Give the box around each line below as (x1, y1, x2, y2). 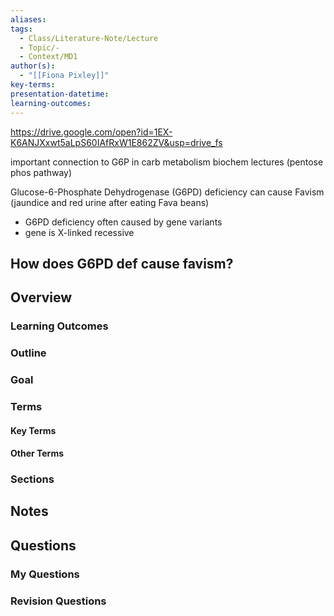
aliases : (10, 14, 47, 25)
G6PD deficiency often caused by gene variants (24, 216, 223, 228)
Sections (10, 472, 55, 486)
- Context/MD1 (19, 52, 78, 62)
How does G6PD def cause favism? (10, 255, 234, 272)
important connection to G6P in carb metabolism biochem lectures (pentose (10, 156, 324, 168)
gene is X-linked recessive (24, 226, 135, 238)
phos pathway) (10, 166, 73, 178)
